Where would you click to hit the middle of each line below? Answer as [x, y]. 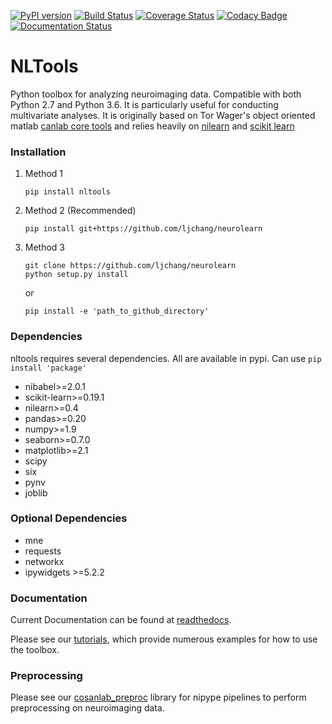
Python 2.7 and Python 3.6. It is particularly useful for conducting [144, 104]
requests [43, 551]
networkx [44, 561]
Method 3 [45, 247]
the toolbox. [35, 650]
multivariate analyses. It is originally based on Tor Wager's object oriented [163, 115]
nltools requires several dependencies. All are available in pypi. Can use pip [166, 358]
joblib [36, 492]
